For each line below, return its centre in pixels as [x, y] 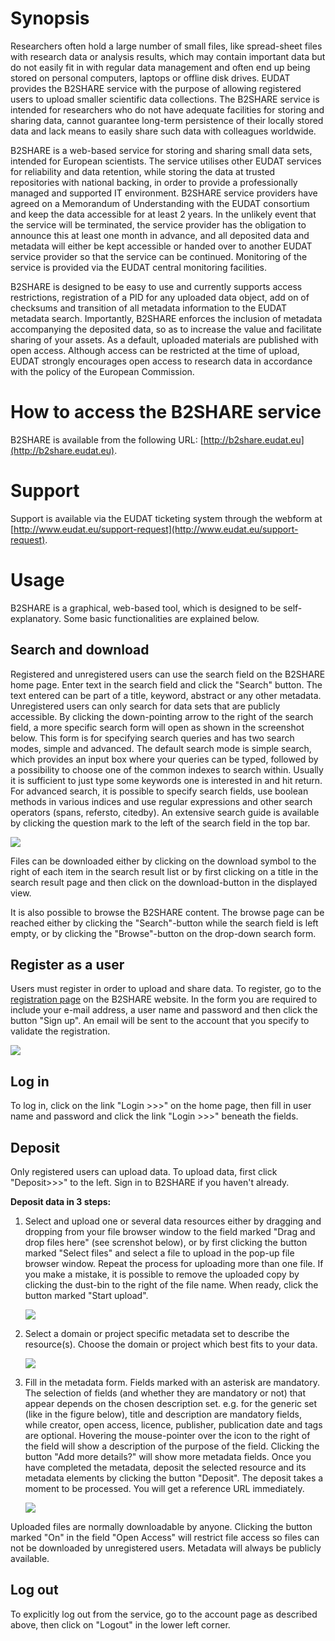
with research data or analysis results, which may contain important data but [168, 56]
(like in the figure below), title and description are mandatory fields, [163, 1414]
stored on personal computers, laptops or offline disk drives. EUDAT [150, 78]
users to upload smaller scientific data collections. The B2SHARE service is [165, 99]
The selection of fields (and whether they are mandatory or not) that [165, 1393]
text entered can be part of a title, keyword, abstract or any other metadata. [166, 695]
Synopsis [50, 18]
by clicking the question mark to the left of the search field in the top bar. [160, 823]
